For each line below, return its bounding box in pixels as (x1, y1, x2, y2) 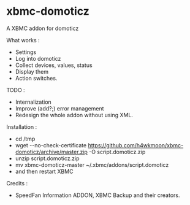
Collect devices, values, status (15, 61, 93, 69)
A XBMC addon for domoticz (6, 25, 79, 32)
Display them (15, 68, 49, 75)
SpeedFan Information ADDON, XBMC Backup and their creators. (15, 191, 180, 199)
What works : (6, 36, 40, 44)
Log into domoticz (15, 55, 61, 62)
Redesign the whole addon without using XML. (15, 111, 134, 118)
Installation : (6, 123, 37, 130)
